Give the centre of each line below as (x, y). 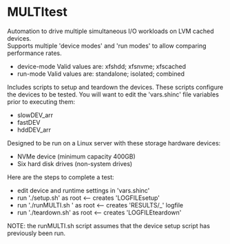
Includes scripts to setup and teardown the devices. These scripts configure (115, 87)
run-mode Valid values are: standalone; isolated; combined (101, 74)
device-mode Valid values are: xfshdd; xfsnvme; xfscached (102, 66)
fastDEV (29, 122)
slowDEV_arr (35, 115)
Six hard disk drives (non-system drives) (75, 163)
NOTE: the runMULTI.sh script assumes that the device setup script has (108, 225)
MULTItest (37, 12)
